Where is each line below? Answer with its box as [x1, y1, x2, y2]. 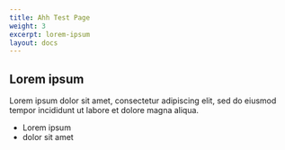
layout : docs [9, 38, 58, 48]
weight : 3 [9, 22, 47, 31]
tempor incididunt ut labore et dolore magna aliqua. [9, 105, 200, 116]
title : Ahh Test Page [9, 13, 91, 22]
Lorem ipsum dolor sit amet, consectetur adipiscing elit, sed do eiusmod [9, 95, 277, 106]
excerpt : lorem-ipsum [9, 30, 91, 39]
